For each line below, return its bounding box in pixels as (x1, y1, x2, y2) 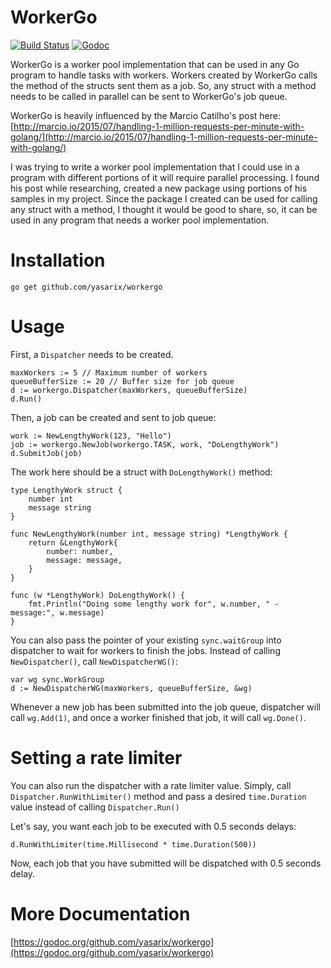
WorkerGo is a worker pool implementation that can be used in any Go (10, 58, 300, 70)
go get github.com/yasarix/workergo (10, 282, 163, 292)
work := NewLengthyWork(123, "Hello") (10, 431, 172, 441)
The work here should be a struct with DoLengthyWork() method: (10, 466, 273, 478)
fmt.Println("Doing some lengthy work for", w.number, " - (28, 599, 280, 609)
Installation (10, 249, 106, 272)
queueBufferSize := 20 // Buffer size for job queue (10, 376, 235, 386)
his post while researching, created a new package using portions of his (10, 182, 308, 194)
